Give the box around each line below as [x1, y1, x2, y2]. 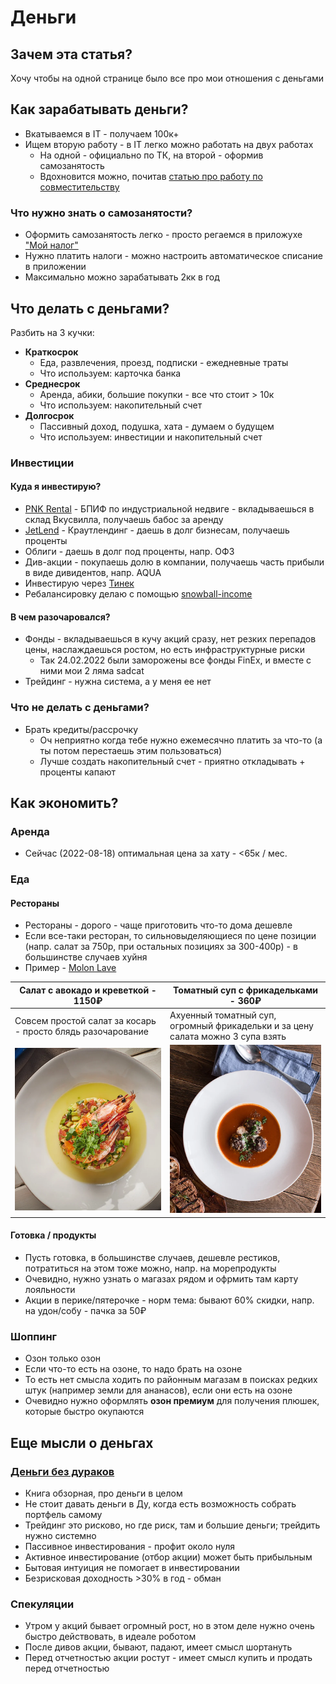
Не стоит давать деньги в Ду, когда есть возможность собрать [24, 1497, 297, 1510]
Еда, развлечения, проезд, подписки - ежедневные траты [39, 356, 289, 368]
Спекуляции [10, 1597, 75, 1611]
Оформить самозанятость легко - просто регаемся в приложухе [24, 229, 303, 241]
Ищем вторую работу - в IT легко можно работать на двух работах [24, 138, 314, 150]
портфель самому [24, 1508, 103, 1520]
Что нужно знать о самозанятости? [10, 206, 193, 220]
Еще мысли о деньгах [10, 1434, 154, 1451]
